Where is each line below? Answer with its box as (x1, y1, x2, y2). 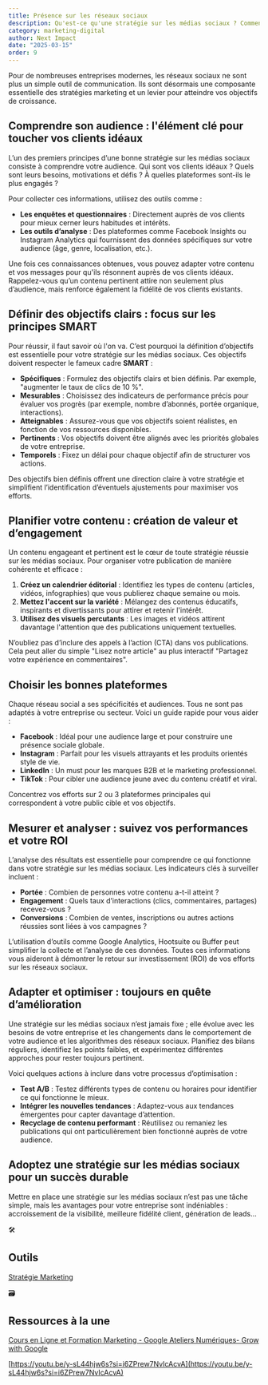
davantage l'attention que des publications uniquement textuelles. (19, 622, 237, 632)
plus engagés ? (8, 178, 58, 188)
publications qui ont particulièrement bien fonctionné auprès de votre (19, 1126, 248, 1136)
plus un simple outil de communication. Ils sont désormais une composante (8, 79, 256, 89)
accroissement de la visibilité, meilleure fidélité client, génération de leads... (8, 1208, 257, 1218)
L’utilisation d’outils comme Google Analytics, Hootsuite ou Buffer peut (8, 937, 239, 946)
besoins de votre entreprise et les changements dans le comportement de (8, 1027, 252, 1037)
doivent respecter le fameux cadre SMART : (8, 358, 153, 367)
